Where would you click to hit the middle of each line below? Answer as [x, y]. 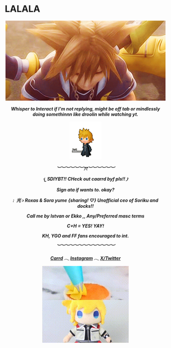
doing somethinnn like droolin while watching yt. [85, 114]
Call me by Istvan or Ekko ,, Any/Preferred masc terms [85, 216]
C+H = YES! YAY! [85, 226]
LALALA [23, 9]
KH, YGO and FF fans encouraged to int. [85, 235]
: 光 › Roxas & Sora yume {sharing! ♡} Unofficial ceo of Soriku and [85, 200]
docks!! [85, 206]
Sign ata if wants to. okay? [85, 189]
